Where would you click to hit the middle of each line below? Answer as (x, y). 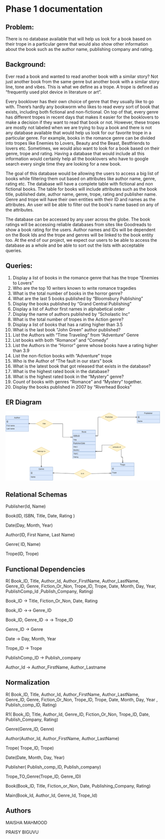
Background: (26, 65)
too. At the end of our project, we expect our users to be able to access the (81, 240)
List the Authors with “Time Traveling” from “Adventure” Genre (76, 335)
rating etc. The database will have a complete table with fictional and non (79, 184)
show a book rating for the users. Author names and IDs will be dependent (81, 230)
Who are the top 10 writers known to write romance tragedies (74, 288)
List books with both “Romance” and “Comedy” (60, 340)
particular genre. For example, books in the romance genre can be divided (81, 138)
